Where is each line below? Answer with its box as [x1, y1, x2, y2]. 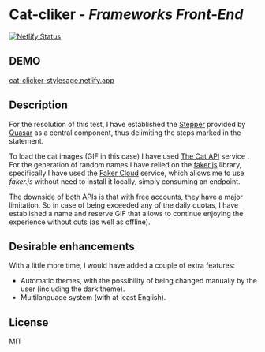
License [9, 316, 49, 329]
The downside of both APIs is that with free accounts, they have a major [9, 192, 244, 201]
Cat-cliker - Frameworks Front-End [9, 6, 244, 24]
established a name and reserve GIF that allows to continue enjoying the [9, 208, 244, 218]
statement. [9, 136, 44, 145]
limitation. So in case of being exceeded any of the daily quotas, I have [9, 200, 239, 210]
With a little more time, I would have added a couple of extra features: [9, 260, 236, 270]
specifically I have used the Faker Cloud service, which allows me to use [9, 168, 245, 178]
